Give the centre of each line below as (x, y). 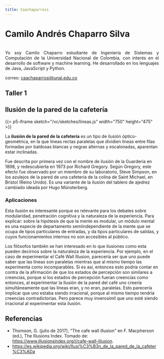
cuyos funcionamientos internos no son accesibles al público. (67, 237)
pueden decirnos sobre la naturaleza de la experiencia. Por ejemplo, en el (79, 251)
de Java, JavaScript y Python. (35, 68)
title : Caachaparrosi (27, 10)
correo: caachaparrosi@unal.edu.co (41, 78)
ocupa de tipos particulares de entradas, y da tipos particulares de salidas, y (82, 232)
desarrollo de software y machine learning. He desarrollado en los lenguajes (82, 63)
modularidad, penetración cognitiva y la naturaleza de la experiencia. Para (80, 216)
